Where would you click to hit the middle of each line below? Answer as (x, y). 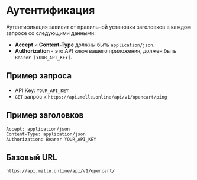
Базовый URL (32, 157)
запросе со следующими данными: (51, 33)
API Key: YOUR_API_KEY (42, 90)
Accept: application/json (38, 129)
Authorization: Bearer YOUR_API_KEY (51, 139)
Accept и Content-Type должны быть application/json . (85, 45)
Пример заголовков (45, 116)
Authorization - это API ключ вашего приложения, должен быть (95, 50)
